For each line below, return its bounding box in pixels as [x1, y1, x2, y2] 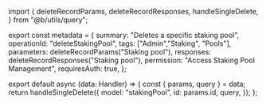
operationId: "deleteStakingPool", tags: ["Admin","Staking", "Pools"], [8, 39, 232, 48]
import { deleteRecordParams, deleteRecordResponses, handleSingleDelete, [8, 7, 259, 16]
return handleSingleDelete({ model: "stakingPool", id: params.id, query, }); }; [8, 88, 258, 97]
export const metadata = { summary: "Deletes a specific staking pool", [8, 31, 240, 39]
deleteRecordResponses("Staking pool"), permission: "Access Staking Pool [8, 55, 255, 65]
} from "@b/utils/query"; [8, 15, 88, 24]
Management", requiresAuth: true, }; [8, 64, 127, 73]
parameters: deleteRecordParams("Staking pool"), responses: [8, 47, 211, 56]
